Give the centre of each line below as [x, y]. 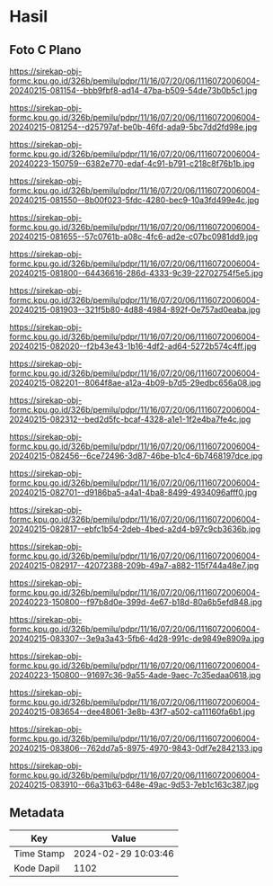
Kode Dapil [37, 868]
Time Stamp [40, 854]
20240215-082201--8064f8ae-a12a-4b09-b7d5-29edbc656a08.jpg [135, 383]
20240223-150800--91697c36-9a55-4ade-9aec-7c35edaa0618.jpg [135, 675]
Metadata [37, 813]
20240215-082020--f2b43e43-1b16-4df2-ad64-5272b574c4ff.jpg [133, 346]
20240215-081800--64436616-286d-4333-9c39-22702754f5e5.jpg [136, 273]
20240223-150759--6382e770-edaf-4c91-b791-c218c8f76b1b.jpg [132, 163]
